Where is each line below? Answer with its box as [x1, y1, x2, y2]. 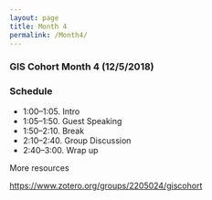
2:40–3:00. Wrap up [22, 144, 99, 155]
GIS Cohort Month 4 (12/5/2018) [9, 60, 154, 73]
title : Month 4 [9, 22, 68, 31]
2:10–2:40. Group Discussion [22, 134, 132, 146]
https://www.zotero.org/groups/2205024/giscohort [9, 180, 203, 191]
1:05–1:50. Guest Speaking [22, 115, 122, 126]
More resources [9, 162, 70, 174]
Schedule [9, 85, 53, 98]
